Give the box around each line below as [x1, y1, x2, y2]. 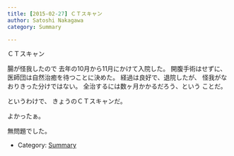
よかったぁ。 [7, 112, 45, 120]
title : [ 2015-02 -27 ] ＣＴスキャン [7, 10, 103, 18]
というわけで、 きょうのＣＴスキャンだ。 [7, 97, 127, 105]
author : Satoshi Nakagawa [7, 17, 83, 24]
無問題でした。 [7, 127, 51, 136]
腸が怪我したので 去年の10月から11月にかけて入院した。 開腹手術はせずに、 [7, 65, 227, 73]
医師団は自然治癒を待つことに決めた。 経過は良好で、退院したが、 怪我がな [7, 73, 228, 82]
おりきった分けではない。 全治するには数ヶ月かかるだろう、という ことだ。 [7, 82, 228, 91]
